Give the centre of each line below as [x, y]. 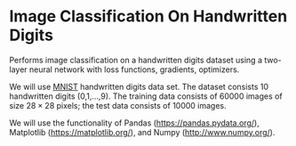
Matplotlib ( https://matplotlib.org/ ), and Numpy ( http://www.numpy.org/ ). [142, 132]
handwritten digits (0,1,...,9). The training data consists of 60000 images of [146, 96]
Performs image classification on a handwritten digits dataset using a [136, 60]
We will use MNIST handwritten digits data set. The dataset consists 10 [139, 86]
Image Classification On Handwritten [148, 16]
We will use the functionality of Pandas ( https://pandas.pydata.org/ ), [134, 123]
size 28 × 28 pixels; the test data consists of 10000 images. [118, 105]
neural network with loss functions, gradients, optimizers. [135, 69]
